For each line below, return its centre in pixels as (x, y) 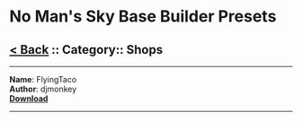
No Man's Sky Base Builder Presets (143, 17)
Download (29, 99)
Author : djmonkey (43, 89)
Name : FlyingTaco (43, 79)
